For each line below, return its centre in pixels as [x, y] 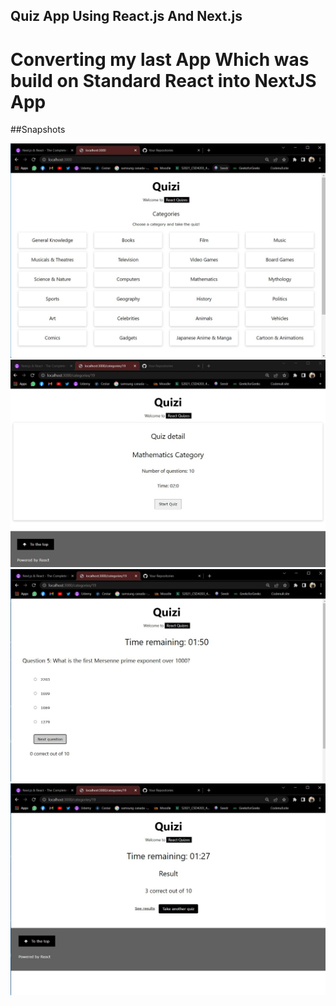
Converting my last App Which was [160, 59]
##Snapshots [38, 130]
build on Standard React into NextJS [163, 80]
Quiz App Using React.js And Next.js [126, 16]
